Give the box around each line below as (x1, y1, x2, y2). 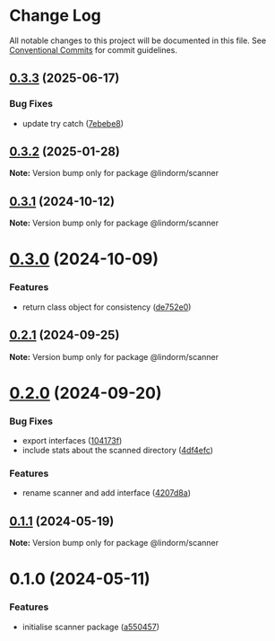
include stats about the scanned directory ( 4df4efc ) (21, 445, 213, 456)
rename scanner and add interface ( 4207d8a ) (21, 487, 191, 498)
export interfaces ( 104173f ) (21, 435, 123, 446)
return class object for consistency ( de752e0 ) (21, 302, 192, 312)
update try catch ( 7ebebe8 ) (21, 118, 124, 128)
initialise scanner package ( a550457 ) (21, 621, 159, 632)
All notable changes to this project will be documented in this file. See (9, 35, 267, 46)
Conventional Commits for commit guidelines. (9, 44, 177, 55)
